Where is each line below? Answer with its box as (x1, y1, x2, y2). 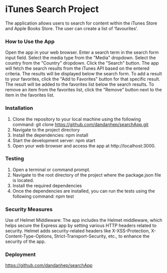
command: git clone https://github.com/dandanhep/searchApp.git (12, 121, 149, 127)
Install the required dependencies (12, 182, 82, 189)
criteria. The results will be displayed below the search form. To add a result (5, 71, 162, 77)
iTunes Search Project (5, 4, 99, 15)
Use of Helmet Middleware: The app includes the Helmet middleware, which (5, 217, 162, 223)
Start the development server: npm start (12, 137, 96, 144)
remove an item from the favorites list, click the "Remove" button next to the (5, 87, 162, 93)
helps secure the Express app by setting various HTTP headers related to (5, 222, 157, 229)
